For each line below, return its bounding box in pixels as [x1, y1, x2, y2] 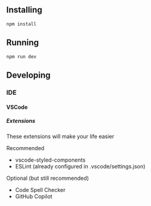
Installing [6, 5, 43, 15]
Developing [6, 70, 51, 81]
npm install [6, 21, 37, 27]
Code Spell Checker [15, 186, 66, 193]
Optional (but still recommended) [6, 174, 90, 182]
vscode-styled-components [15, 156, 86, 163]
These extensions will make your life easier [6, 132, 114, 140]
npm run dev [6, 53, 37, 60]
